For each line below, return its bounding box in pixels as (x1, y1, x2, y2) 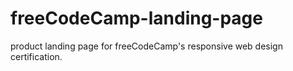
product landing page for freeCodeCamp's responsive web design (10, 40, 283, 52)
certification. (10, 50, 63, 62)
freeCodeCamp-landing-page (10, 7, 263, 30)
